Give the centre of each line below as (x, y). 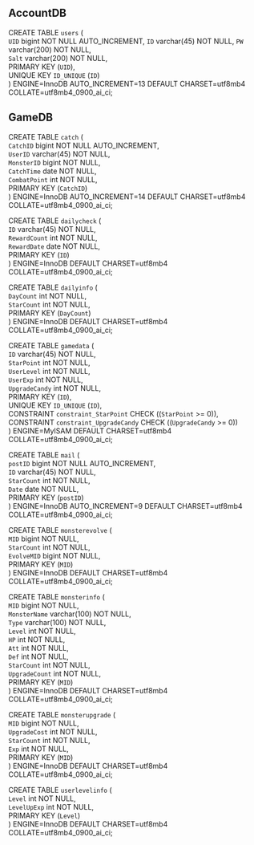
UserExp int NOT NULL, (46, 380)
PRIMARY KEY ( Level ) (44, 815)
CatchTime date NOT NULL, (52, 171)
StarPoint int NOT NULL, (49, 362)
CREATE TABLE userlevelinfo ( (60, 790)
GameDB (31, 118)
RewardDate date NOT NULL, (54, 246)
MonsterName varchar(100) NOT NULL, (70, 614)
